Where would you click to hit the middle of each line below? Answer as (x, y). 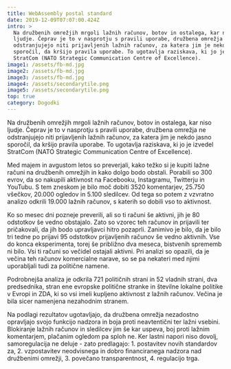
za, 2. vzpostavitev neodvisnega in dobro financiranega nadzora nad (104, 350)
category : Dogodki (33, 103)
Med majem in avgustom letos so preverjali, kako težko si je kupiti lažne (108, 165)
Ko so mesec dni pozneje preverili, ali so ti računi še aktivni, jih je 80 (103, 214)
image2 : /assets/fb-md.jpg (46, 71)
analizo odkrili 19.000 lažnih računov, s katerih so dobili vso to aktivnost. (109, 201)
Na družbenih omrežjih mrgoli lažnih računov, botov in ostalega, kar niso (109, 122)
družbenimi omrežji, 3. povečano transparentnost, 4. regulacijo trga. (103, 358)
